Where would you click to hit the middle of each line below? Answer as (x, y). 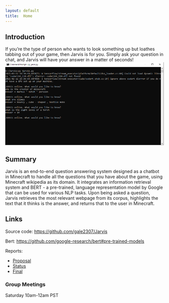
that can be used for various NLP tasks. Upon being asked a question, (78, 193)
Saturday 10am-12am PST (32, 295)
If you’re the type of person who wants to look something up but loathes (80, 49)
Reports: (14, 251)
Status (19, 266)
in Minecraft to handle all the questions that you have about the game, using (84, 177)
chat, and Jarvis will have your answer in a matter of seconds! (69, 60)
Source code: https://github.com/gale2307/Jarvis (56, 231)
